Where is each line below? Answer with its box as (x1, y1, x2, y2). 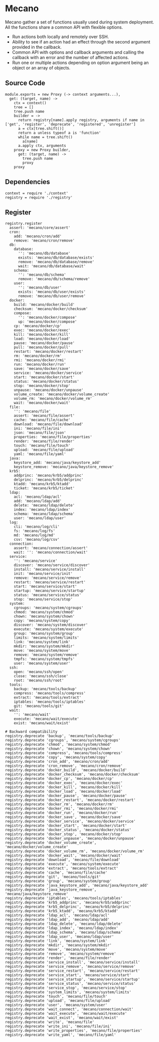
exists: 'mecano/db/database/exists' (18, 255, 95, 260)
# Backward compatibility (5, 729, 57, 735)
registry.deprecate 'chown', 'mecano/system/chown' (5, 746, 112, 752)
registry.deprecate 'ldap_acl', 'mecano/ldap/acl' (5, 913, 110, 918)
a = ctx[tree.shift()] (18, 126, 64, 131)
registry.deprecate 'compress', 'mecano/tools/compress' (5, 751, 123, 756)
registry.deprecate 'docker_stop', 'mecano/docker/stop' (5, 832, 123, 837)
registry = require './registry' (5, 195, 73, 200)
